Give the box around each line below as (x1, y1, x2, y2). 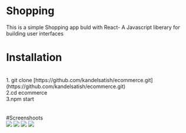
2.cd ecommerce (6, 89, 48, 96)
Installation (6, 51, 62, 64)
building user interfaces (6, 30, 64, 37)
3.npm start (6, 95, 34, 102)
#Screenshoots (6, 114, 43, 121)
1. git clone (6, 76, 32, 83)
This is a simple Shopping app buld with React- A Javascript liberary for (6, 24, 181, 31)
